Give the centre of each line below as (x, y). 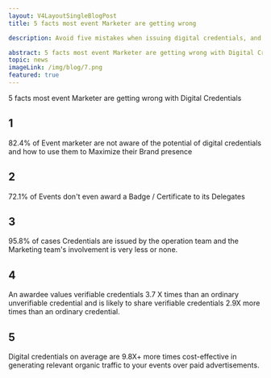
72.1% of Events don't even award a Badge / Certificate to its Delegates (127, 196)
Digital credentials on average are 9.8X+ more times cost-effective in (123, 356)
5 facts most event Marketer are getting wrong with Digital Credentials (125, 98)
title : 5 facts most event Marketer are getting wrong (102, 23)
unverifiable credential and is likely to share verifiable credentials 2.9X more (134, 303)
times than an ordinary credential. (65, 312)
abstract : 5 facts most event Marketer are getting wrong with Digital (131, 52)
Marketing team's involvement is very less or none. (93, 250)
